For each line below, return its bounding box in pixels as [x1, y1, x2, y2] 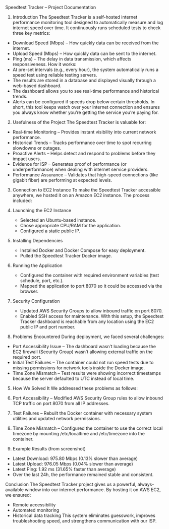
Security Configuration [12, 298, 60, 304]
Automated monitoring [12, 507, 60, 513]
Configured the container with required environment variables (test [20, 272, 159, 278]
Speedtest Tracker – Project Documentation [5, 5, 96, 10]
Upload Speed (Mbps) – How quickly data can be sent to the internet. [12, 50, 157, 56]
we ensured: [5, 492, 31, 498]
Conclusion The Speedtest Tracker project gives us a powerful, [5, 481, 137, 487]
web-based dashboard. [12, 83, 62, 89]
